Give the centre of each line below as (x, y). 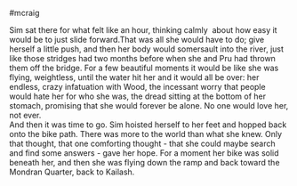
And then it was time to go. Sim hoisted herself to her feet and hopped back (148, 125)
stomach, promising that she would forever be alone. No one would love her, (149, 105)
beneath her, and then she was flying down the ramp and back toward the (144, 162)
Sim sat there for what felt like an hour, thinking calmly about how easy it (143, 30)
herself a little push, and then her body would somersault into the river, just (147, 49)
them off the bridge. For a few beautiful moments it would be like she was (144, 68)
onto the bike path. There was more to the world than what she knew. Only (146, 134)
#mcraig (24, 13)
